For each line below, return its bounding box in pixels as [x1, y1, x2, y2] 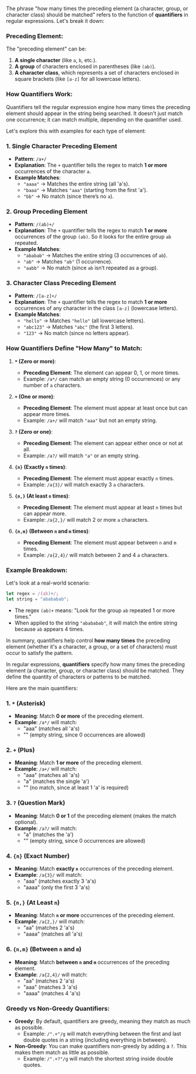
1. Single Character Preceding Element [6, 142, 118, 150]
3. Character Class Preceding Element [6, 279, 116, 287]
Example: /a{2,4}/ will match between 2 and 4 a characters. [23, 551, 169, 558]
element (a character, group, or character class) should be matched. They [6, 667, 184, 674]
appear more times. [23, 410, 71, 417]
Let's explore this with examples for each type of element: [6, 127, 146, 134]
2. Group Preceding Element [6, 207, 88, 215]
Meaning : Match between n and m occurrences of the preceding [14, 958, 170, 965]
